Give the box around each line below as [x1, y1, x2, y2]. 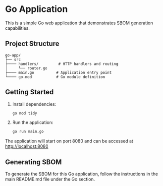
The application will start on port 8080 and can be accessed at [5, 138, 134, 144]
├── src [5, 57, 21, 62]
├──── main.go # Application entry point [5, 70, 112, 75]
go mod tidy [12, 111, 37, 116]
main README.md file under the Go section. [5, 176, 95, 182]
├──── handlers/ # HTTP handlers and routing [5, 61, 119, 66]
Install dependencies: [12, 101, 56, 107]
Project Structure [5, 40, 59, 48]
